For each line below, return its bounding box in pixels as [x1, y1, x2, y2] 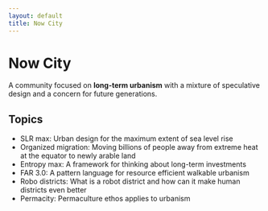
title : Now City [8, 19, 63, 27]
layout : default [8, 11, 63, 20]
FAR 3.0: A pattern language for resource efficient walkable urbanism [19, 168, 249, 178]
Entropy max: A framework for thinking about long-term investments [19, 159, 247, 169]
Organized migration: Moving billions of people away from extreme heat [19, 143, 259, 152]
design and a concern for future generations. [8, 89, 158, 99]
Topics [8, 112, 43, 126]
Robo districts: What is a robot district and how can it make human [19, 176, 241, 186]
